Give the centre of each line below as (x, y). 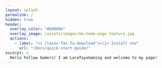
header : (14, 24)
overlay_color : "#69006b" (38, 29)
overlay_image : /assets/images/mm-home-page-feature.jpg (72, 34)
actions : (19, 39)
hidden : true (19, 19)
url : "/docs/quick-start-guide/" (55, 48)
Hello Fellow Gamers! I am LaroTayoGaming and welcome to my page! (84, 58)
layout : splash (22, 10)
